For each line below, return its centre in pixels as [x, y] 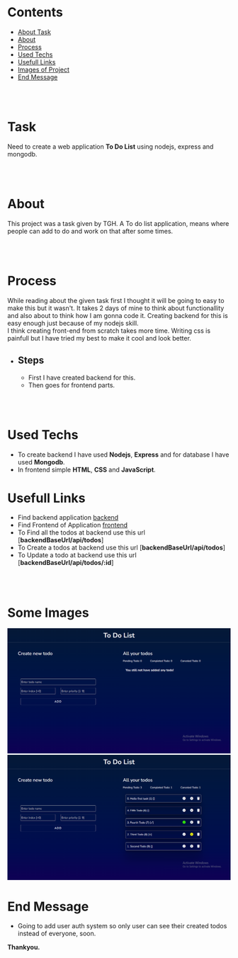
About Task [34, 32]
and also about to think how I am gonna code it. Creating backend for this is [118, 315]
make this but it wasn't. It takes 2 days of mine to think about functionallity [116, 308]
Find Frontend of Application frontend [73, 525]
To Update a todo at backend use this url [77, 555]
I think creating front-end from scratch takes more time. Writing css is [109, 331]
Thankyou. [24, 947]
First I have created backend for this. [82, 377]
